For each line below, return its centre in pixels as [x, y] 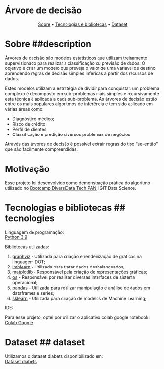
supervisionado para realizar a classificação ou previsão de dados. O [75, 63]
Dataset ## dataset [45, 342]
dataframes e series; [33, 293]
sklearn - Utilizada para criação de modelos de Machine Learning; [79, 298]
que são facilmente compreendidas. [42, 149]
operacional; [25, 282]
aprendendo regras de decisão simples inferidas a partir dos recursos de [79, 73]
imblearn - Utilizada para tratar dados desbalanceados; [68, 267]
